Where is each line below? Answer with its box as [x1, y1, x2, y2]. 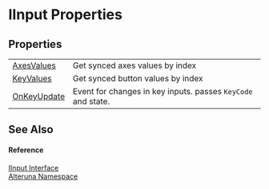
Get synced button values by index [72, 73, 203, 84]
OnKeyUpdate [12, 91, 66, 101]
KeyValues [12, 73, 52, 84]
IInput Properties [8, 6, 122, 24]
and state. [72, 96, 110, 107]
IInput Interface [8, 163, 59, 172]
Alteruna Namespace [8, 171, 78, 181]
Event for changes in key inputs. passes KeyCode [72, 86, 253, 96]
